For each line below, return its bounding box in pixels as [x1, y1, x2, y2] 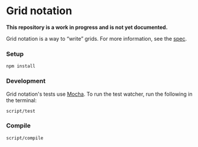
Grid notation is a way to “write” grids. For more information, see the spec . [6, 35, 187, 42]
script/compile [6, 135, 44, 141]
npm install [6, 63, 35, 69]
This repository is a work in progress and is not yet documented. [6, 24, 168, 31]
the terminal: [6, 96, 37, 104]
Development [6, 77, 46, 85]
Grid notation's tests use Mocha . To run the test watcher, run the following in [6, 90, 193, 97]
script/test [6, 108, 35, 114]
